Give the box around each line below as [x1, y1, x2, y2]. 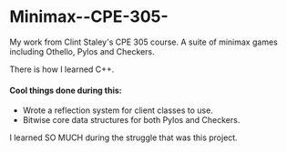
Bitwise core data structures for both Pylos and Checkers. [22, 115, 241, 126]
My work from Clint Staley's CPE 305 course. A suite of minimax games [9, 36, 278, 47]
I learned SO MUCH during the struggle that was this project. [9, 132, 239, 143]
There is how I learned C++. [9, 64, 115, 75]
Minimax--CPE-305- [9, 6, 169, 27]
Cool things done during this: [9, 85, 122, 96]
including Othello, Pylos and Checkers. [9, 46, 155, 56]
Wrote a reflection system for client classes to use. [22, 105, 214, 116]
